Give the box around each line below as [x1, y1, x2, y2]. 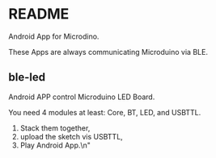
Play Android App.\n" [19, 140, 91, 150]
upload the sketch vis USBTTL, [19, 131, 123, 141]
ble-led [8, 70, 46, 85]
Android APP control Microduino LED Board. [8, 92, 155, 102]
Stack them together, [19, 123, 91, 133]
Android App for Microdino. [8, 31, 100, 41]
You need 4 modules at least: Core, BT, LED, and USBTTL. [8, 107, 201, 117]
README [8, 5, 70, 23]
